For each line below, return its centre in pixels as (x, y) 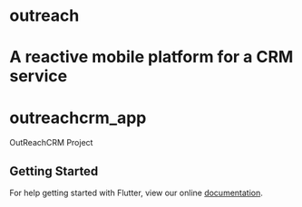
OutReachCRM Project (51, 143)
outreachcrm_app (78, 118)
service (39, 76)
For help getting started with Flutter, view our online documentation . (136, 193)
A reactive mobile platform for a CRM (151, 57)
